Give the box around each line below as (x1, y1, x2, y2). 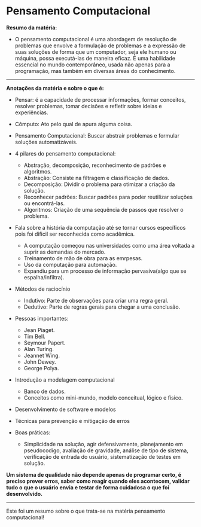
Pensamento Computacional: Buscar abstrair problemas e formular (14, 132, 179, 139)
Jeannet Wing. (23, 352, 60, 359)
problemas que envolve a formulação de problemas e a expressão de (14, 42, 186, 49)
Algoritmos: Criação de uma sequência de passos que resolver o (23, 206, 184, 213)
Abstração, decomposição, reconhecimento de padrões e (23, 162, 166, 169)
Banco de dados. (23, 388, 66, 395)
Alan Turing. (23, 345, 54, 352)
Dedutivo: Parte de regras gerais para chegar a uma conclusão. (23, 303, 181, 310)
